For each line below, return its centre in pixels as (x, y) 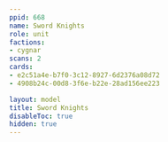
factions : (27, 42)
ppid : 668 (27, 17)
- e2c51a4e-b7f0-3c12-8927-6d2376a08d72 (85, 75)
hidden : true (33, 124)
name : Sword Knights (47, 26)
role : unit (29, 34)
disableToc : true (41, 116)
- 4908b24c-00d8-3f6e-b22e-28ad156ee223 (85, 83)
